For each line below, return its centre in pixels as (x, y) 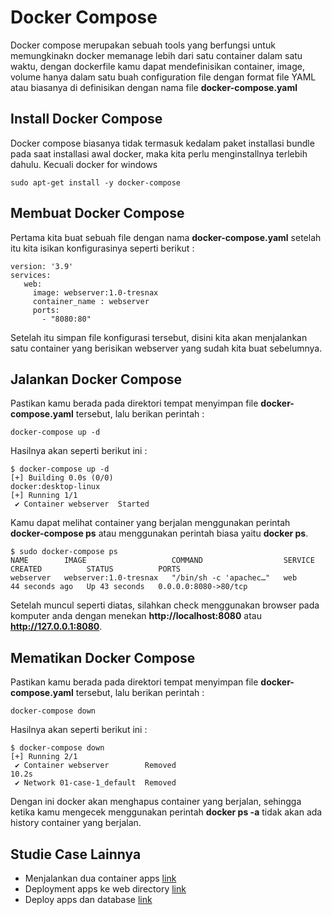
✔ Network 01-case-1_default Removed (95, 783)
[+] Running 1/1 (44, 496)
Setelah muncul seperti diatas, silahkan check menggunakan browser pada (165, 605)
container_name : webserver (91, 301)
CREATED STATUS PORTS (96, 569)
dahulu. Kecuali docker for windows (84, 164)
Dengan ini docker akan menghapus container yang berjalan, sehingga (156, 802)
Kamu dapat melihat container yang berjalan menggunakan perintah (150, 523)
